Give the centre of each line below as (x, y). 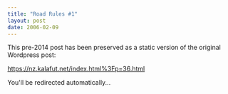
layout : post (27, 21)
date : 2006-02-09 (33, 27)
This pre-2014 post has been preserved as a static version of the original (114, 48)
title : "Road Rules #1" (43, 14)
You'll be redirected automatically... (59, 83)
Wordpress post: (32, 55)
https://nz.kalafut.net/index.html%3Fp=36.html (76, 69)
